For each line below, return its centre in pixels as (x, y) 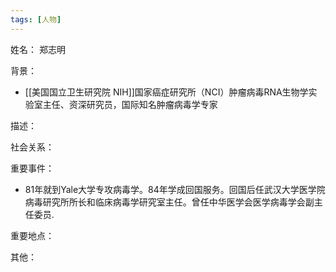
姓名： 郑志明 (38, 49)
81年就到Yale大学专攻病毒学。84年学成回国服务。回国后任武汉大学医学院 (175, 189)
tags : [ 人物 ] (36, 19)
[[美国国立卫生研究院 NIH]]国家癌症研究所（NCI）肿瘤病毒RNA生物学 (166, 92)
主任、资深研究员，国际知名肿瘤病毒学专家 (130, 104)
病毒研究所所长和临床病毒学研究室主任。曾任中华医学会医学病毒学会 (165, 202)
